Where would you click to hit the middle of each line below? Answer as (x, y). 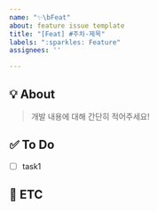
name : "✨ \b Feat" (40, 17)
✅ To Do (32, 145)
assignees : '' (36, 51)
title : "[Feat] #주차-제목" (57, 34)
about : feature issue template (67, 26)
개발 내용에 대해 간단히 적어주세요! (90, 116)
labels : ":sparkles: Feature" (65, 42)
